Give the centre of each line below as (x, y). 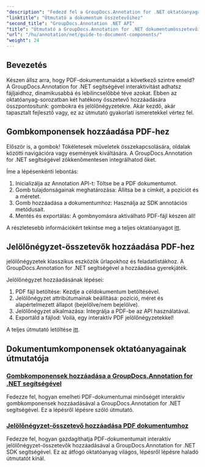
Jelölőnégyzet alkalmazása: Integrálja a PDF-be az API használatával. (103, 311)
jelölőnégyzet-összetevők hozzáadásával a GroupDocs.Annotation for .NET (101, 446)
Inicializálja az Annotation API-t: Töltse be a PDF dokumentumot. (96, 183)
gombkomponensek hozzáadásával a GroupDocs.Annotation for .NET (94, 403)
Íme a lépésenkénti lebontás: (42, 171)
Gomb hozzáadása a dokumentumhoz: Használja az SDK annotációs (101, 203)
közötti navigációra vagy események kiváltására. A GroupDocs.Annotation (99, 153)
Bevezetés (27, 65)
